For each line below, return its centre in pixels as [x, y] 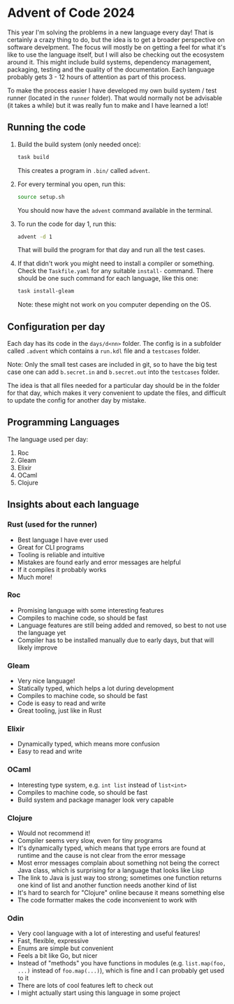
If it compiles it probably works [62, 569]
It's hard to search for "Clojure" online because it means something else [121, 893]
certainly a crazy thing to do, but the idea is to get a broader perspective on [116, 39]
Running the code [46, 127]
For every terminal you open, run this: [71, 184]
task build [33, 157]
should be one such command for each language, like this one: [108, 279]
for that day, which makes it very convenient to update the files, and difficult [117, 393]
